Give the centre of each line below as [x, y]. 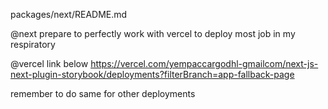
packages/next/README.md [69, 14]
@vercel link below [49, 63]
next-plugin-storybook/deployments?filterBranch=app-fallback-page [152, 74]
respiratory [33, 44]
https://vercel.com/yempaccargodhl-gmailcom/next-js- [204, 63]
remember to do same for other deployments [103, 93]
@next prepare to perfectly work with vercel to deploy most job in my [153, 33]
